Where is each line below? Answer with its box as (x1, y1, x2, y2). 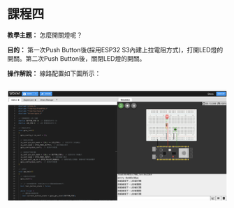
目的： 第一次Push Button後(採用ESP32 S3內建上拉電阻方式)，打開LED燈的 (7, 45, 224, 54)
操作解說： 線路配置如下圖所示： (7, 69, 101, 77)
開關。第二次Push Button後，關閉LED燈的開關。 (7, 54, 146, 63)
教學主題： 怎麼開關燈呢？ (7, 31, 82, 39)
